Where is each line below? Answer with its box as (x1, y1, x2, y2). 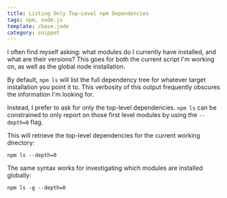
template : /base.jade (7, 23, 69, 29)
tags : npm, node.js (7, 16, 63, 23)
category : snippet (7, 29, 60, 36)
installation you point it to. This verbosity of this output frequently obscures (7, 83, 220, 91)
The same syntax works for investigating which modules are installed (7, 164, 203, 172)
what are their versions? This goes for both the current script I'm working (7, 55, 215, 64)
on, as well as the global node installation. (7, 62, 126, 71)
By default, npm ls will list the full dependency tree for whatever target (7, 76, 206, 84)
